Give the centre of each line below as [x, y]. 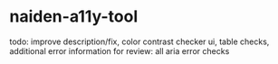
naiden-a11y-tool [74, 17]
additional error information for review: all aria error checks [120, 50]
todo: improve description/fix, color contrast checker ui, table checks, [139, 41]
